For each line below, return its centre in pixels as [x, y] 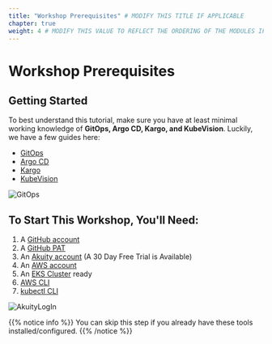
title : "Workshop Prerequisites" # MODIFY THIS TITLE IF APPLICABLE [126, 16]
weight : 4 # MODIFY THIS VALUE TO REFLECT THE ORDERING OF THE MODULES [132, 31]
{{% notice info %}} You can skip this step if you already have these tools [131, 323]
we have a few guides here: [54, 138]
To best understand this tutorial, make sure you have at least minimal [123, 120]
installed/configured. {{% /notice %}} [71, 331]
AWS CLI [35, 282]
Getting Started [48, 101]
